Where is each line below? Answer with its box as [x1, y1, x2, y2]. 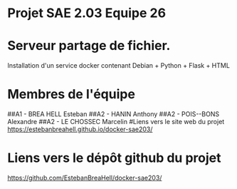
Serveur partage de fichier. [7, 38, 171, 54]
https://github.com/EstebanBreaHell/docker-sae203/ [7, 173, 162, 182]
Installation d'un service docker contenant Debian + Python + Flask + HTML [7, 61, 230, 70]
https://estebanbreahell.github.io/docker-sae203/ [7, 125, 153, 133]
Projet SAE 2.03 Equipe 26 [7, 5, 166, 21]
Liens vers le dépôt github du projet [7, 150, 221, 166]
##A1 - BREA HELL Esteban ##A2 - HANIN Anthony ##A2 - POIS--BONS [7, 110, 219, 118]
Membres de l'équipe [7, 86, 135, 103]
